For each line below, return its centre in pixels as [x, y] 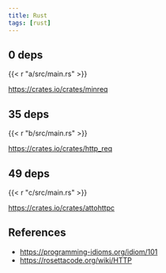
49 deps [29, 174]
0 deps [26, 55]
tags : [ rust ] [30, 23]
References [37, 233]
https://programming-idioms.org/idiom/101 [89, 252]
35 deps [29, 114]
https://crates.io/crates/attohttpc [61, 207]
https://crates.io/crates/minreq [58, 89]
